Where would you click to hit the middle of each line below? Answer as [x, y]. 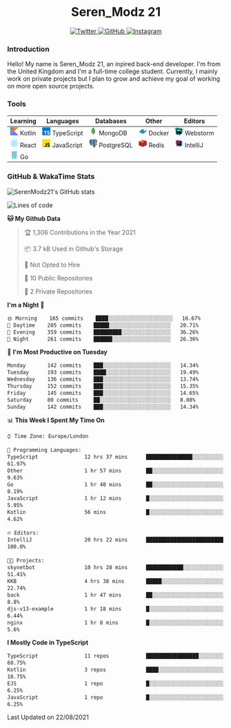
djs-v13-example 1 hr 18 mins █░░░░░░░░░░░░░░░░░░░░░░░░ [115, 609]
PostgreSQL [116, 145]
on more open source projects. [51, 86]
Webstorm [199, 133]
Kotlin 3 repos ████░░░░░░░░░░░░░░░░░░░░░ [115, 670]
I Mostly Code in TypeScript [48, 642]
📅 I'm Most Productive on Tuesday [58, 352]
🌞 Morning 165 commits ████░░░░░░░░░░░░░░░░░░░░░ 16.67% [104, 318]
